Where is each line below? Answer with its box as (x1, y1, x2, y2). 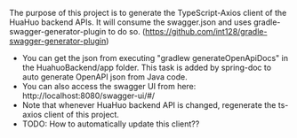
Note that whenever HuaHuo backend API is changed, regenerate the (21, 100, 277, 110)
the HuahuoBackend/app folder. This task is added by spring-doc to (21, 62, 272, 73)
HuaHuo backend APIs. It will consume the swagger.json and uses (9, 17, 252, 27)
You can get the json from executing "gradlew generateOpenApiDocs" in (21, 53, 289, 63)
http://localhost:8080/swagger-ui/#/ (21, 90, 156, 101)
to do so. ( (108, 27, 146, 36)
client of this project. (44, 110, 120, 119)
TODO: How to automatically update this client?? (21, 119, 200, 129)
